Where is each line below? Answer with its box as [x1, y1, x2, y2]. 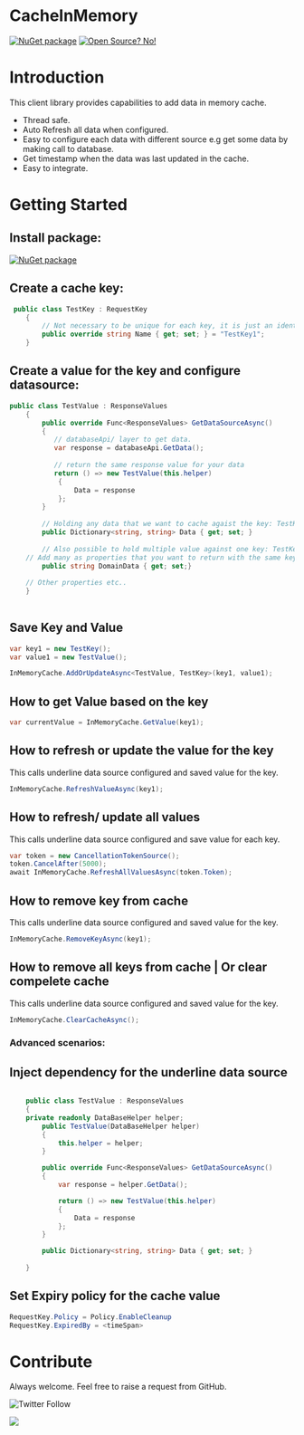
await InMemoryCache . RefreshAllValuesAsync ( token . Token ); [9, 868, 233, 877]
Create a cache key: [9, 281, 124, 296]
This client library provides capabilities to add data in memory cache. [9, 97, 267, 108]
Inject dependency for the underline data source [9, 1065, 288, 1080]
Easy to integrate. [22, 162, 89, 173]
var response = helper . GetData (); [57, 1181, 188, 1190]
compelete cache [9, 974, 110, 990]
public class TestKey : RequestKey [13, 304, 147, 313]
